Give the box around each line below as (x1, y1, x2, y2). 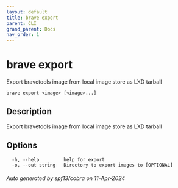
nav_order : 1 (6, 32, 40, 38)
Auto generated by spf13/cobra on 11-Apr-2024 (6, 175, 126, 182)
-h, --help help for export (12, 156, 105, 162)
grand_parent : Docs (6, 26, 56, 32)
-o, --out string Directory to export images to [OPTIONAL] (12, 162, 173, 168)
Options (6, 140, 38, 151)
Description (6, 106, 52, 117)
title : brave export (6, 15, 59, 21)
